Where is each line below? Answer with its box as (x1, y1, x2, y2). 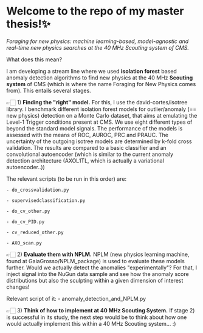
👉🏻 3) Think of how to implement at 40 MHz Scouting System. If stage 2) (6, 306, 195, 314)
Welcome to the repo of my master (6, 4, 184, 18)
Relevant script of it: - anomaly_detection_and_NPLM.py (6, 295, 146, 302)
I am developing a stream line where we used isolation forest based (6, 67, 177, 75)
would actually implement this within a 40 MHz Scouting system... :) (6, 320, 176, 327)
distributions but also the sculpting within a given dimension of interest (6, 277, 184, 284)
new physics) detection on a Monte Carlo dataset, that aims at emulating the (6, 112, 198, 119)
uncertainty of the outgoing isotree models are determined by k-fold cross (6, 138, 193, 145)
